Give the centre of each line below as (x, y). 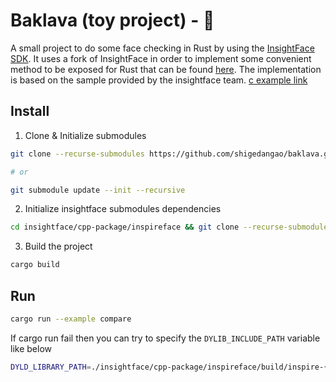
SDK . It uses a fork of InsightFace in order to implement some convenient (161, 58)
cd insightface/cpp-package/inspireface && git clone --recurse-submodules (171, 227)
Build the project (58, 246)
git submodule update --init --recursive (98, 190)
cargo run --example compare (71, 319)
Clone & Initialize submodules (85, 135)
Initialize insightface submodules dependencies (123, 209)
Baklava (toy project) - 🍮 (112, 20)
